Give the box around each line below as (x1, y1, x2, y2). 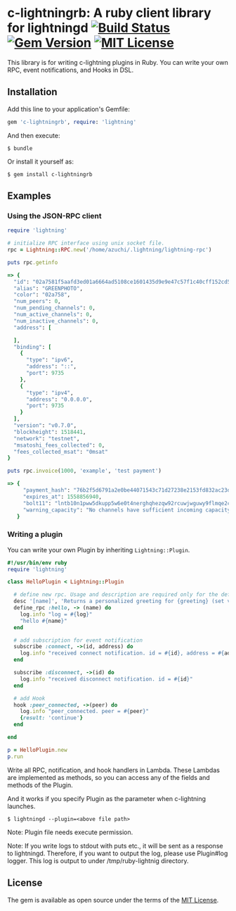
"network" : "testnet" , (13, 435, 80, 442)
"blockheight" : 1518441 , (13, 428, 86, 435)
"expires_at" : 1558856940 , (22, 493, 102, 500)
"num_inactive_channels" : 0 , (13, 317, 99, 325)
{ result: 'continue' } (20, 714, 83, 721)
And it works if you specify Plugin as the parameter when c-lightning (7, 794, 206, 802)
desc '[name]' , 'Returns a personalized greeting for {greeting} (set (13, 597, 225, 605)
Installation (7, 86, 58, 98)
